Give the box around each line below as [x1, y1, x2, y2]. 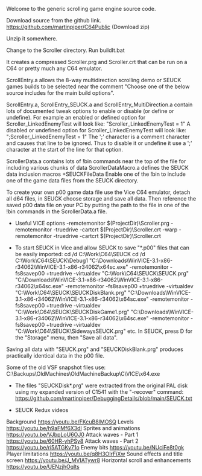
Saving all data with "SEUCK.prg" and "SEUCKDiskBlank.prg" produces [6, 346, 184, 353]
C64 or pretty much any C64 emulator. [6, 65, 103, 72]
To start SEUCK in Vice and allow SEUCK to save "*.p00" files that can [14, 244, 190, 251]
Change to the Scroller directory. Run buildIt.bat [6, 47, 125, 54]
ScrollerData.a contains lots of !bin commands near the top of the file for [6, 158, 186, 165]
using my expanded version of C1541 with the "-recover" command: [14, 388, 184, 395]
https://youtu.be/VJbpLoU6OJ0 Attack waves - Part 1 [6, 431, 139, 438]
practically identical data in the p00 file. [6, 352, 104, 359]
